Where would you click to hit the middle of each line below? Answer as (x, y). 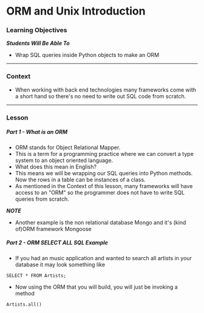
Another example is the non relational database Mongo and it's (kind (100, 222)
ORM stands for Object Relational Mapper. (68, 147)
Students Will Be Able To (38, 43)
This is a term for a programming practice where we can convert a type (104, 153)
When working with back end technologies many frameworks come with (105, 90)
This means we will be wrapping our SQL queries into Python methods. (104, 173)
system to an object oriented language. (64, 160)
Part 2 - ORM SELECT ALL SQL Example (57, 243)
